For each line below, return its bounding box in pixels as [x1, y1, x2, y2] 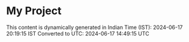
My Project [6, 4, 62, 18]
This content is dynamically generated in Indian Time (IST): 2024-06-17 [6, 24, 183, 31]
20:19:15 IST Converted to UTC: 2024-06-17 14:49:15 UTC [6, 30, 149, 37]
